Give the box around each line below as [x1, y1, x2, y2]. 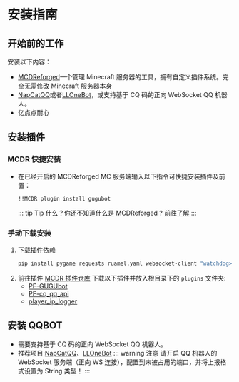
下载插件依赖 [17, 246, 56, 254]
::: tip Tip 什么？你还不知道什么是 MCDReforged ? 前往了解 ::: [17, 208, 197, 217]
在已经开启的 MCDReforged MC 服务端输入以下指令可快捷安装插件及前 [17, 172, 225, 181]
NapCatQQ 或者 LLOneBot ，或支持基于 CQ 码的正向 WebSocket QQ [17, 91, 213, 99]
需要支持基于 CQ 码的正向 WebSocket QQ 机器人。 [17, 340, 168, 348]
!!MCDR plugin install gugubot [17, 195, 111, 202]
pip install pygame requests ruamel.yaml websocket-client [17, 260, 198, 267]
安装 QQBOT [7, 319, 63, 332]
